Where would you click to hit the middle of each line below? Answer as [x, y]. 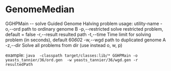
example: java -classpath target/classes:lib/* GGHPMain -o [71, 55]
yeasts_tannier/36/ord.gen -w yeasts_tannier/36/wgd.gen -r [72, 60]
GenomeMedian [40, 9]
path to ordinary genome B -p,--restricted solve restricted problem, [92, 29]
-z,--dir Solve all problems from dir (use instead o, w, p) [64, 45]
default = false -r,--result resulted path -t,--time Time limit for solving [78, 34]
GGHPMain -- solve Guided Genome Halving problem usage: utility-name [82, 23]
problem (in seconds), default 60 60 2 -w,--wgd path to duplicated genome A [86, 40]
